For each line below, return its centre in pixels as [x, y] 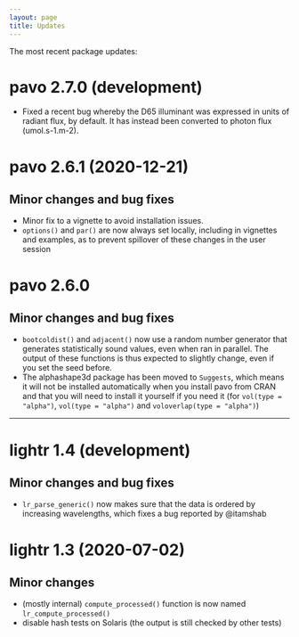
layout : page [33, 17]
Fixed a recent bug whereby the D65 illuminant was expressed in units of [156, 111]
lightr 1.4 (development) [100, 450]
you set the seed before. [67, 368]
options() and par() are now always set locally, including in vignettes [149, 230]
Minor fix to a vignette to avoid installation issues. [113, 221]
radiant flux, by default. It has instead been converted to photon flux [147, 121]
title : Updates [37, 26]
